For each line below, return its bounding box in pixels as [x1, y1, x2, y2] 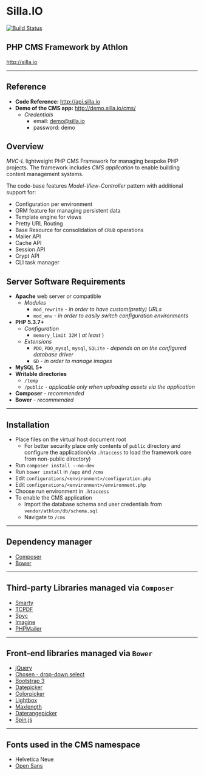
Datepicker [15, 684, 43, 691]
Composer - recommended [15, 390, 84, 397]
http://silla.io [6, 58, 38, 65]
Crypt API [15, 252, 39, 260]
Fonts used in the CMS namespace [6, 739, 141, 750]
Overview [6, 141, 44, 152]
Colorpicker [15, 690, 45, 698]
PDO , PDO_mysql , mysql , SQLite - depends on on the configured [33, 344, 186, 352]
